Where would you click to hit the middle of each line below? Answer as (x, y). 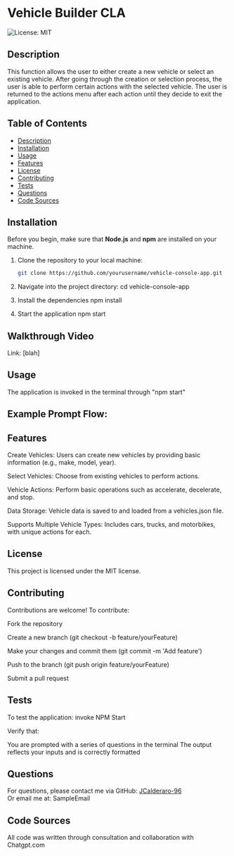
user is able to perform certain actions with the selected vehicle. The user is (117, 87)
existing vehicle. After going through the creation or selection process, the (115, 79)
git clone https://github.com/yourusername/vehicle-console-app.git (120, 273)
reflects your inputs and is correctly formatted (74, 752)
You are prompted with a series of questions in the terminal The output (110, 744)
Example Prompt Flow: (57, 414)
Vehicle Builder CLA (67, 13)
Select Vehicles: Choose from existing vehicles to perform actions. (104, 476)
